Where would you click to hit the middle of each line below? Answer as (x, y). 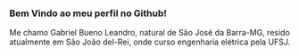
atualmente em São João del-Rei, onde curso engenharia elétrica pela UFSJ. (150, 42)
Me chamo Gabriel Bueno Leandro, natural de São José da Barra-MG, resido (149, 33)
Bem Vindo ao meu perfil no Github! (88, 13)
